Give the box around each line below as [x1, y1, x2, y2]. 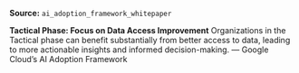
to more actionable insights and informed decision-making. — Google [9, 44, 269, 55]
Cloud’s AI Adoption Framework [9, 54, 128, 64]
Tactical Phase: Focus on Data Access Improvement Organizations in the [9, 25, 286, 35]
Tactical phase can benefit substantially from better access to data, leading [9, 35, 291, 45]
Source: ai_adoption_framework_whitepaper [9, 8, 172, 18]
